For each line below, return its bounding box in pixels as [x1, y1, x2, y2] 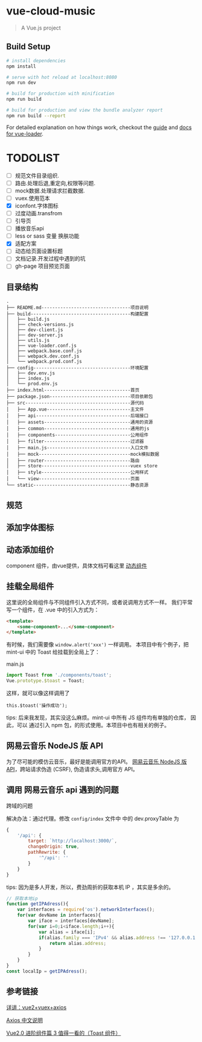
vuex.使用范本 [14, 194, 50, 201]
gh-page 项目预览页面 [14, 262, 71, 270]
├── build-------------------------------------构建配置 [6, 311, 149, 317]
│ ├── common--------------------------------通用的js [6, 426, 150, 432]
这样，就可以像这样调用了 [6, 689, 70, 697]
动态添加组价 [6, 545, 54, 555]
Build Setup [6, 42, 51, 52]
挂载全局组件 [6, 581, 54, 592]
